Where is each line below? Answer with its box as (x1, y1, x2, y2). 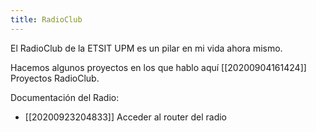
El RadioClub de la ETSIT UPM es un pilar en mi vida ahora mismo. (10, 42, 283, 54)
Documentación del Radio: (10, 91, 120, 103)
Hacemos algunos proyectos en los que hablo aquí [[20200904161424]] (10, 61, 307, 73)
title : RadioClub (10, 14, 83, 25)
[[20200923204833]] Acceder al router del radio (24, 111, 227, 123)
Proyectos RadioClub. (10, 72, 100, 84)
